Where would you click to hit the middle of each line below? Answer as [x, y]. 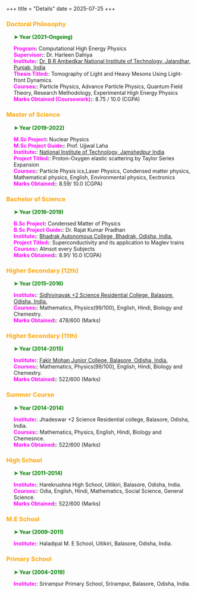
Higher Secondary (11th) [42, 336]
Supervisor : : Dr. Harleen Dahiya [53, 55]
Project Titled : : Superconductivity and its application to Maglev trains [99, 242]
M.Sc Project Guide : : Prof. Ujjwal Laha [61, 145]
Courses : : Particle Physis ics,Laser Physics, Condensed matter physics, [102, 171]
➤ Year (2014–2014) [39, 408]
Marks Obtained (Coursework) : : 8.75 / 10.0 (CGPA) [77, 99]
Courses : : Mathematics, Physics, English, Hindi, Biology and [88, 432]
